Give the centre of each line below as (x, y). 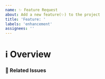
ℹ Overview (28, 55)
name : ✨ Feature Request (31, 10)
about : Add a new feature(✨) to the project (53, 15)
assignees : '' (20, 29)
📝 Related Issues (26, 70)
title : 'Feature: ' (25, 19)
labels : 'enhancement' (29, 24)
